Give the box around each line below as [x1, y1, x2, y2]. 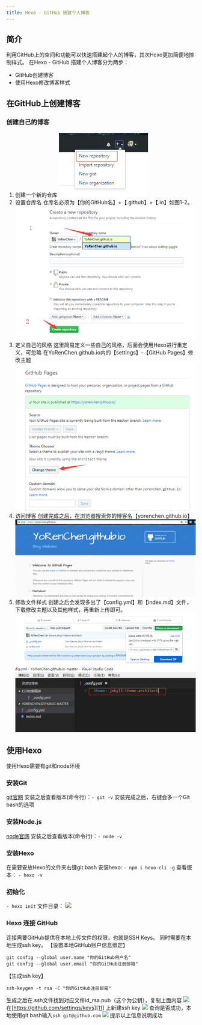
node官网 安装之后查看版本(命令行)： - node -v [6, 832, 122, 839]
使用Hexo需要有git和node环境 [6, 762, 80, 770]
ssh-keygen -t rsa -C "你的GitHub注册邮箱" [6, 985, 111, 991]
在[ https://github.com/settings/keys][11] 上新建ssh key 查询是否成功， [6, 1004, 186, 1011]
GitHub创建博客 [14, 71, 54, 79]
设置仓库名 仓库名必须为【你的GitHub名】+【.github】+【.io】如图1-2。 [14, 199, 193, 206]
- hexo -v [17, 872, 43, 878]
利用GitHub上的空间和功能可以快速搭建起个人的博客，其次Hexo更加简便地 [6, 51, 189, 58]
